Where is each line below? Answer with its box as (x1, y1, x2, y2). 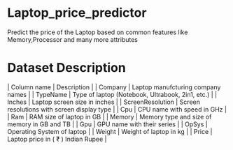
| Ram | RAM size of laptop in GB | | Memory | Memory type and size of (7, 112, 212, 121)
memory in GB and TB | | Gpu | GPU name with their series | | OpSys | (7, 120, 208, 128)
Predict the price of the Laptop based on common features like (7, 28, 188, 36)
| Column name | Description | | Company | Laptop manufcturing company (7, 82, 221, 91)
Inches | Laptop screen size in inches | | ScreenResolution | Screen (7, 98, 201, 106)
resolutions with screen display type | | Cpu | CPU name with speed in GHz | (7, 105, 227, 113)
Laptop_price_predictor (7, 5, 147, 21)
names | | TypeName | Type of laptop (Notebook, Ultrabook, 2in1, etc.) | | (7, 90, 218, 98)
